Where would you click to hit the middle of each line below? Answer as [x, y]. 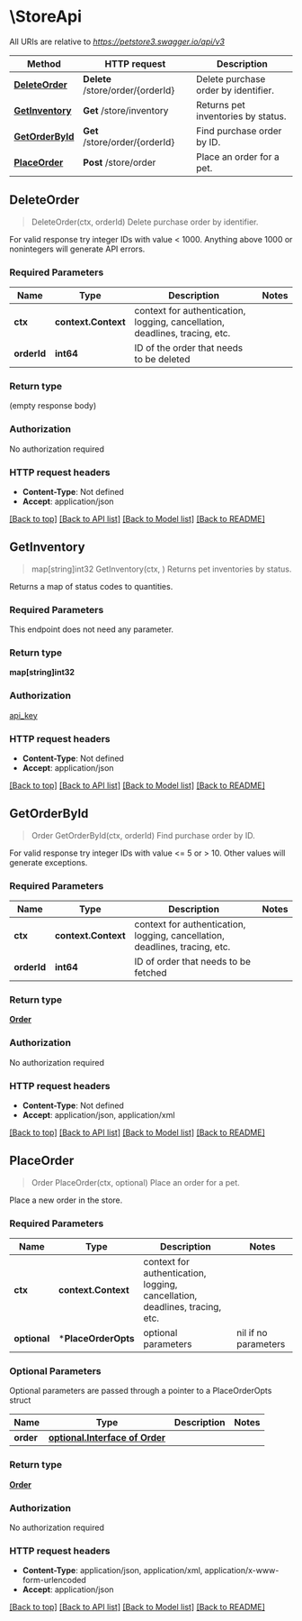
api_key [23, 715]
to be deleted [162, 360]
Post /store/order [120, 162]
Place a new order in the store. [66, 1200]
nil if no [252, 1333]
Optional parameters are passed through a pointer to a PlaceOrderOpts [141, 1391]
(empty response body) [53, 406]
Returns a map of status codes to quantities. [91, 586]
